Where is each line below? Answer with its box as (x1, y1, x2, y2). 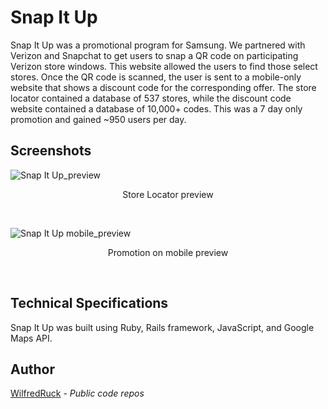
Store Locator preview (122, 188, 214, 200)
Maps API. (10, 332, 53, 344)
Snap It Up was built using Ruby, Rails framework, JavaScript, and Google (10, 321, 315, 333)
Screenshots (10, 142, 92, 160)
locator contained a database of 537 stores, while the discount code (10, 92, 292, 104)
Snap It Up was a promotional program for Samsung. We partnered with (10, 39, 306, 51)
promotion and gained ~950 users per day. (10, 113, 187, 125)
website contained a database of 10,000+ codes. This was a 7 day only (10, 102, 303, 115)
